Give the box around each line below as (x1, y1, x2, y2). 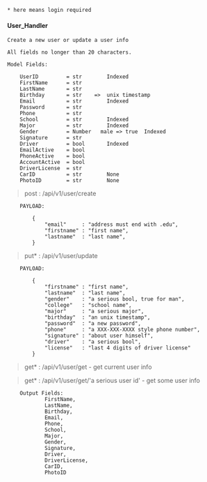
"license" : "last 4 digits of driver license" (44, 345, 191, 352)
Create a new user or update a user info (7, 37, 129, 44)
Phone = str (19, 110, 82, 117)
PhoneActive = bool (19, 153, 85, 160)
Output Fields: (19, 390, 64, 397)
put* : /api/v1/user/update (24, 252, 99, 260)
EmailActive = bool (19, 146, 85, 153)
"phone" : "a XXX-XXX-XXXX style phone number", (44, 326, 200, 333)
